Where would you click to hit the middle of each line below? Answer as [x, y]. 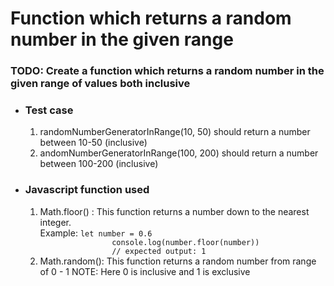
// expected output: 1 [159, 251]
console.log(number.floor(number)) [185, 242]
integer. [55, 222]
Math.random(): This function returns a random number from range [178, 261]
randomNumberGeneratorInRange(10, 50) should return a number [175, 132]
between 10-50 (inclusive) [93, 143]
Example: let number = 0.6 [96, 233]
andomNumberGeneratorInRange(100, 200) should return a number [179, 153]
